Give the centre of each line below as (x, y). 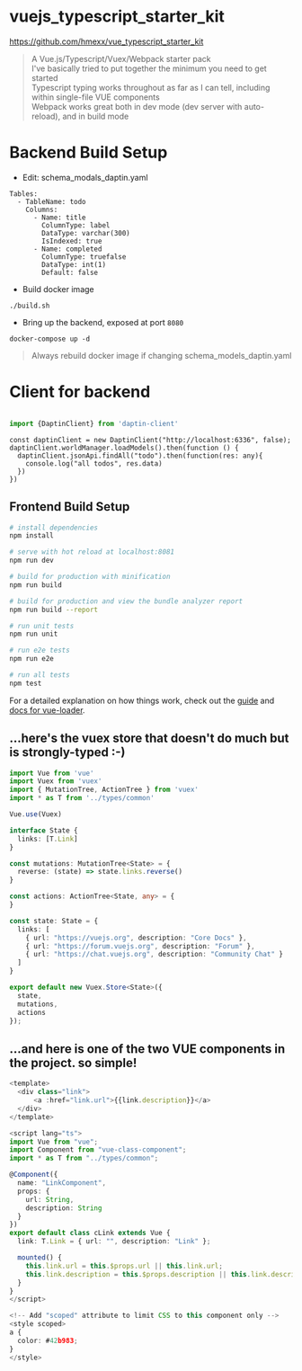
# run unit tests (42, 626)
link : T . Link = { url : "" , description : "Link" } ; (114, 1242)
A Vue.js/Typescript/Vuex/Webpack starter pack (121, 58)
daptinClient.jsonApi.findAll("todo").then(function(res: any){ (140, 456)
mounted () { (40, 1258)
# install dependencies (54, 528)
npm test (26, 683)
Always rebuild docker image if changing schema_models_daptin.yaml (161, 355)
